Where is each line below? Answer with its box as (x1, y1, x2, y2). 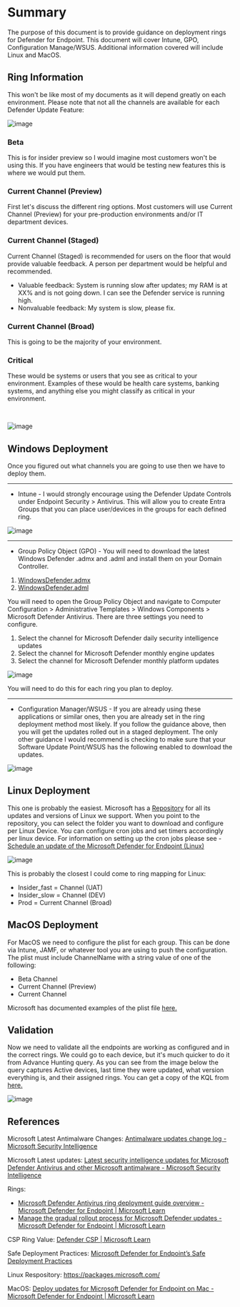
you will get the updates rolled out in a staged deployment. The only (17, 727, 218, 736)
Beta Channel (17, 974, 59, 983)
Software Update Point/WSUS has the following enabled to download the (17, 743, 233, 752)
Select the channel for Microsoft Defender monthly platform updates (17, 657, 219, 665)
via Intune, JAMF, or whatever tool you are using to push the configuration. (7, 945, 228, 954)
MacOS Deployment (7, 919, 99, 932)
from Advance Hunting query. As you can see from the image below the (7, 1058, 219, 1067)
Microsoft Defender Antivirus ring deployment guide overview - (17, 1198, 205, 1207)
